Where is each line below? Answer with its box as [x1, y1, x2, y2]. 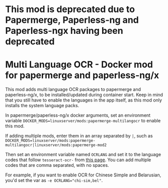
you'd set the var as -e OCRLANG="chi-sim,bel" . [5, 177, 103, 183]
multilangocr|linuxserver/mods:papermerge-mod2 [5, 143, 107, 148]
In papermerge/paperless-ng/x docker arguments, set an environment [5, 112, 151, 118]
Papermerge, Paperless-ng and [5, 14, 139, 26]
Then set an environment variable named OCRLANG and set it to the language [5, 152, 161, 158]
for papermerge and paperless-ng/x [5, 70, 159, 81]
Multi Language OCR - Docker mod [5, 59, 153, 70]
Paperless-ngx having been [5, 25, 123, 36]
